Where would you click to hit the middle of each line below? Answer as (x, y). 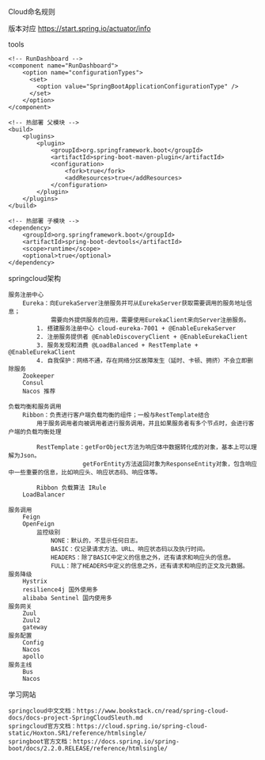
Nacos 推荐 (39, 391)
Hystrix (35, 581)
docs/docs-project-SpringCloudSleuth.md (76, 718)
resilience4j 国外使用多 (61, 590)
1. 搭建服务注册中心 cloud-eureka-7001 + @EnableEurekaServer (136, 329)
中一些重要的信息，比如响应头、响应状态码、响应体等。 (85, 473)
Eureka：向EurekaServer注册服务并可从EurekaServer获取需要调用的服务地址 (134, 303)
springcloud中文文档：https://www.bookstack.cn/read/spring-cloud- (119, 711)
